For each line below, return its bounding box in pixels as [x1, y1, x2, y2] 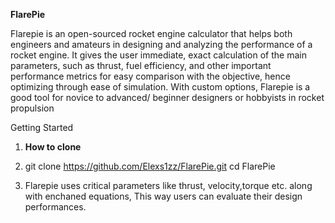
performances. [24, 201, 87, 213]
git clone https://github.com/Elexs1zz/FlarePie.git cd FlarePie [24, 160, 276, 172]
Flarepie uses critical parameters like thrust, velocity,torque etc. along [24, 180, 313, 191]
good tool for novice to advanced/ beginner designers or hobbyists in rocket [10, 92, 325, 103]
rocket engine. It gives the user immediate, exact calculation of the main [10, 49, 307, 61]
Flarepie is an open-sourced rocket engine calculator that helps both [10, 28, 293, 39]
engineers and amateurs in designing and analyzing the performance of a [10, 39, 313, 50]
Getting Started [10, 122, 74, 133]
